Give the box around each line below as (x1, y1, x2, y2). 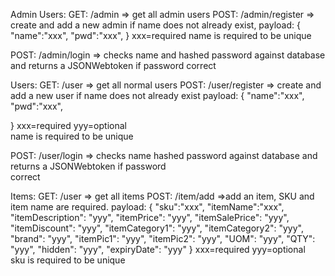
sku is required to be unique (10, 254, 126, 266)
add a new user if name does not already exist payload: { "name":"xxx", (10, 90, 305, 101)
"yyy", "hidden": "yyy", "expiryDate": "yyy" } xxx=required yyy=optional (10, 244, 306, 255)
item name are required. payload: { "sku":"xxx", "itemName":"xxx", (10, 201, 285, 213)
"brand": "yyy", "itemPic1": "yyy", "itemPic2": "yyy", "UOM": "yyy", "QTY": (10, 233, 316, 244)
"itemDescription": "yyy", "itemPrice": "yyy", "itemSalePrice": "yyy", (10, 212, 290, 223)
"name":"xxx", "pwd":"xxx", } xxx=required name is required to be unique (10, 30, 312, 41)
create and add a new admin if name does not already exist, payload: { (10, 19, 301, 31)
